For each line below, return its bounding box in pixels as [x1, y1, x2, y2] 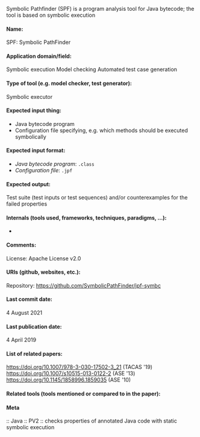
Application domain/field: [6, 52, 72, 60]
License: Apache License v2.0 [6, 254, 81, 262]
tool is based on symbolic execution [6, 11, 95, 19]
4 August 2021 [6, 309, 43, 316]
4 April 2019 [6, 336, 37, 344]
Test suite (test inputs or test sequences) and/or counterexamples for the [6, 194, 188, 201]
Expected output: [6, 180, 51, 187]
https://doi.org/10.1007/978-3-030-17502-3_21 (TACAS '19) [6, 363, 152, 371]
